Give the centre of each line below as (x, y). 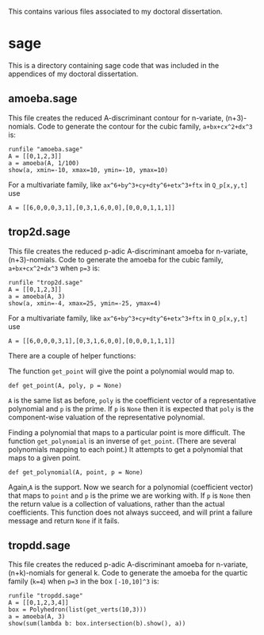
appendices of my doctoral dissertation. (73, 74)
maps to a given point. (44, 457)
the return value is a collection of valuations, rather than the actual (117, 503)
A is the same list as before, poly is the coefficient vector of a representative (132, 400)
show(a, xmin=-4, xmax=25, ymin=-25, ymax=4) (84, 303)
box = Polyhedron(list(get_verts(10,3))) (78, 610)
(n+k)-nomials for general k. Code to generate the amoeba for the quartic (128, 573)
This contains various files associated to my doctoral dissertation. (115, 11)
